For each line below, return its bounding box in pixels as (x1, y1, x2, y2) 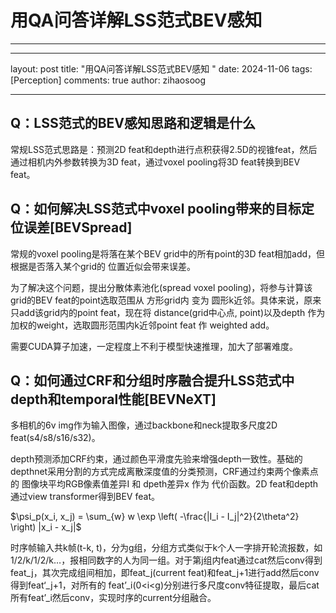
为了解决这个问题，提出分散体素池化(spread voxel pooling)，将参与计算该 (10, 281, 313, 293)
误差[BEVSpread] (23, 219, 133, 236)
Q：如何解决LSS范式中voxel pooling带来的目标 (10, 201, 302, 218)
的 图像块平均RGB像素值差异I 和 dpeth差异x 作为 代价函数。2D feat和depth (10, 478, 319, 490)
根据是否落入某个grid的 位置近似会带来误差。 (10, 260, 196, 272)
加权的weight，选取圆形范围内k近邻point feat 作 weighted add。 (10, 319, 275, 331)
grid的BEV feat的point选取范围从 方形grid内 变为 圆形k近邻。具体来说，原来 (10, 294, 322, 306)
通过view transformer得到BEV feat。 (10, 491, 160, 503)
